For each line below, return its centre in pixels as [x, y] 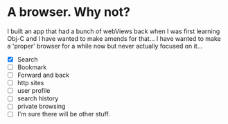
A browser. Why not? [69, 12]
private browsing [41, 106]
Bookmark [32, 67]
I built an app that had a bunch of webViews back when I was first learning [114, 31]
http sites [30, 83]
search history [38, 98]
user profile [34, 91]
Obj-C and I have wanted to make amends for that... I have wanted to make [114, 38]
